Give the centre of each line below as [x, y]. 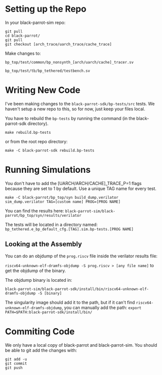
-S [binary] [50, 293]
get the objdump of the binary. [36, 271]
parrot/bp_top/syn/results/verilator [43, 215]
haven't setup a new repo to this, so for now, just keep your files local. [75, 109]
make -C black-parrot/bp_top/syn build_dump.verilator [62, 197]
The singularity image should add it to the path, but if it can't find [70, 302]
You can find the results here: [35, 210]
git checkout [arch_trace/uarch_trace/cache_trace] [58, 44]
